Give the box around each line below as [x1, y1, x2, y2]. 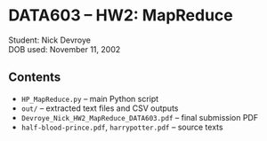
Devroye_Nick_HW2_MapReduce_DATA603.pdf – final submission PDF [20, 112, 259, 122]
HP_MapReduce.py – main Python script [20, 93, 159, 104]
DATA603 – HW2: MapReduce [8, 5, 233, 26]
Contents [8, 70, 61, 85]
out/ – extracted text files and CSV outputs [20, 103, 179, 114]
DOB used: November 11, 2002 [8, 43, 121, 54]
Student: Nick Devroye [8, 35, 91, 45]
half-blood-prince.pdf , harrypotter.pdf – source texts [20, 121, 223, 132]
